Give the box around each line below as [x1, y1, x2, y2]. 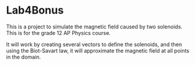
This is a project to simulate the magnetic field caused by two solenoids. [6, 23, 183, 30]
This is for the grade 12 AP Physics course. [6, 29, 111, 36]
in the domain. [6, 53, 41, 60]
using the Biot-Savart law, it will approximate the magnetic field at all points [6, 47, 190, 54]
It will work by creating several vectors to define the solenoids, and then [6, 41, 183, 48]
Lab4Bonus [6, 4, 64, 17]
